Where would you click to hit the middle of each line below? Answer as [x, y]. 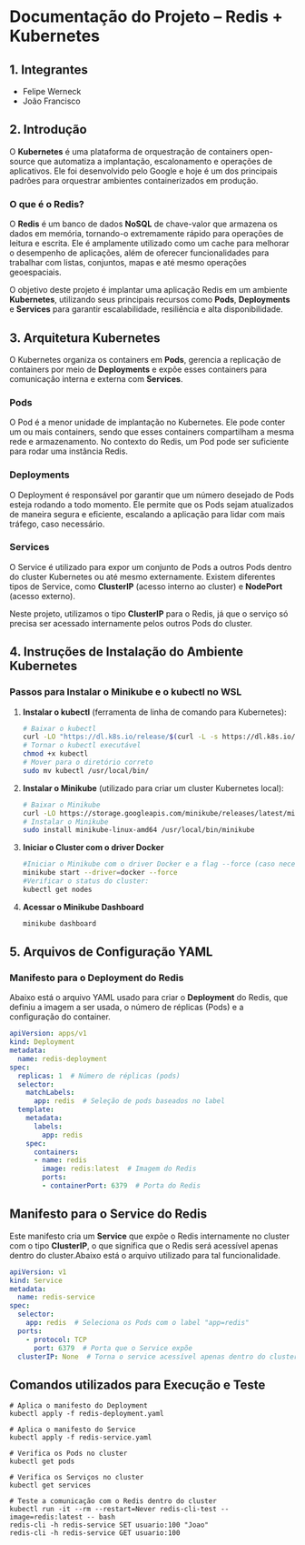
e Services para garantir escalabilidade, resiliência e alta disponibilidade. [146, 309]
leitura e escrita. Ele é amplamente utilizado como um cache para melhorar [149, 244]
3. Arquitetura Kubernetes [85, 338]
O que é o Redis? [47, 204]
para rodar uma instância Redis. [69, 451]
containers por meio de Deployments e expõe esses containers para [138, 369]
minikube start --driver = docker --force [100, 873]
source [23, 161]
